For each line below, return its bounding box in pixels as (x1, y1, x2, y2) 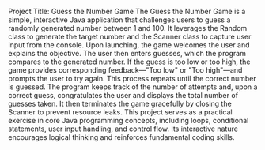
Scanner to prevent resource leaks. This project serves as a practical (8, 107, 233, 117)
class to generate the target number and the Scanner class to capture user (8, 32, 252, 41)
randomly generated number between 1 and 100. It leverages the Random (8, 24, 248, 32)
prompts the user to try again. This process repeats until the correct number (8, 74, 257, 83)
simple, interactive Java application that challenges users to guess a (8, 15, 231, 24)
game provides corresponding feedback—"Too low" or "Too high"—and (8, 66, 243, 74)
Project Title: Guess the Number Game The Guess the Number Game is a (8, 7, 246, 16)
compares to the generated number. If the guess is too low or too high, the (8, 57, 251, 66)
